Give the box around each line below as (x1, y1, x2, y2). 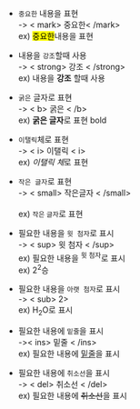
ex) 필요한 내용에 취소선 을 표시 (17, 390, 127, 402)
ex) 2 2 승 (17, 263, 49, 275)
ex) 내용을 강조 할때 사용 (17, 73, 106, 84)
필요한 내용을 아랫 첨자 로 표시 (17, 284, 121, 294)
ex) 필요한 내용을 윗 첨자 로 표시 (17, 251, 125, 264)
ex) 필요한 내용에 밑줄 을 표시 (17, 348, 120, 359)
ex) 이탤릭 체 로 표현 (17, 157, 89, 167)
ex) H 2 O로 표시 (17, 304, 74, 318)
